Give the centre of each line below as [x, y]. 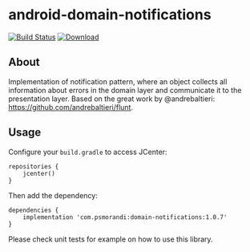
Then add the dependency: [53, 195]
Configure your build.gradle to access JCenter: [88, 152]
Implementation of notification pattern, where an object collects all [118, 81]
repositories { [34, 166]
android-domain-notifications [110, 15]
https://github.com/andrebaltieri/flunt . [71, 107]
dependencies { [34, 210]
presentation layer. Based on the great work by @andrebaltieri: [112, 99]
